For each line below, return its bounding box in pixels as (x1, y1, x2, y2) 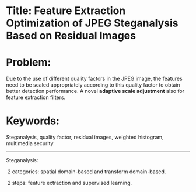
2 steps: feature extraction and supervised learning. (7, 180, 132, 187)
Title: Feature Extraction (6, 4, 126, 18)
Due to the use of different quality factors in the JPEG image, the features (6, 75, 183, 83)
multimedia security (6, 140, 54, 147)
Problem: (6, 56, 51, 69)
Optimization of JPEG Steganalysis (6, 16, 178, 30)
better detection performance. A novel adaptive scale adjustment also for (6, 88, 185, 95)
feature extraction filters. (6, 94, 66, 101)
